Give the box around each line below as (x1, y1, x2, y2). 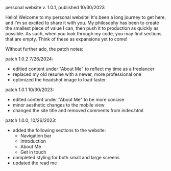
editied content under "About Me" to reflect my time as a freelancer (12, 66, 155, 72)
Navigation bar (20, 133, 52, 139)
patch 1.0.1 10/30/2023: (5, 87, 55, 93)
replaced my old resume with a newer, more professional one (12, 71, 141, 77)
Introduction (20, 138, 46, 144)
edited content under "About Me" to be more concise (12, 97, 125, 102)
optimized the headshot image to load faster (12, 77, 106, 82)
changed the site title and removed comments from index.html (12, 108, 144, 113)
